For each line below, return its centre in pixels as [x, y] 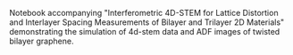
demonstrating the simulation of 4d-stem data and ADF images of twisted [145, 31]
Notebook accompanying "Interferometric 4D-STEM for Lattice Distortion [144, 13]
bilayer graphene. [42, 41]
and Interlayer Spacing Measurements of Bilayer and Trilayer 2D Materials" [147, 22]
